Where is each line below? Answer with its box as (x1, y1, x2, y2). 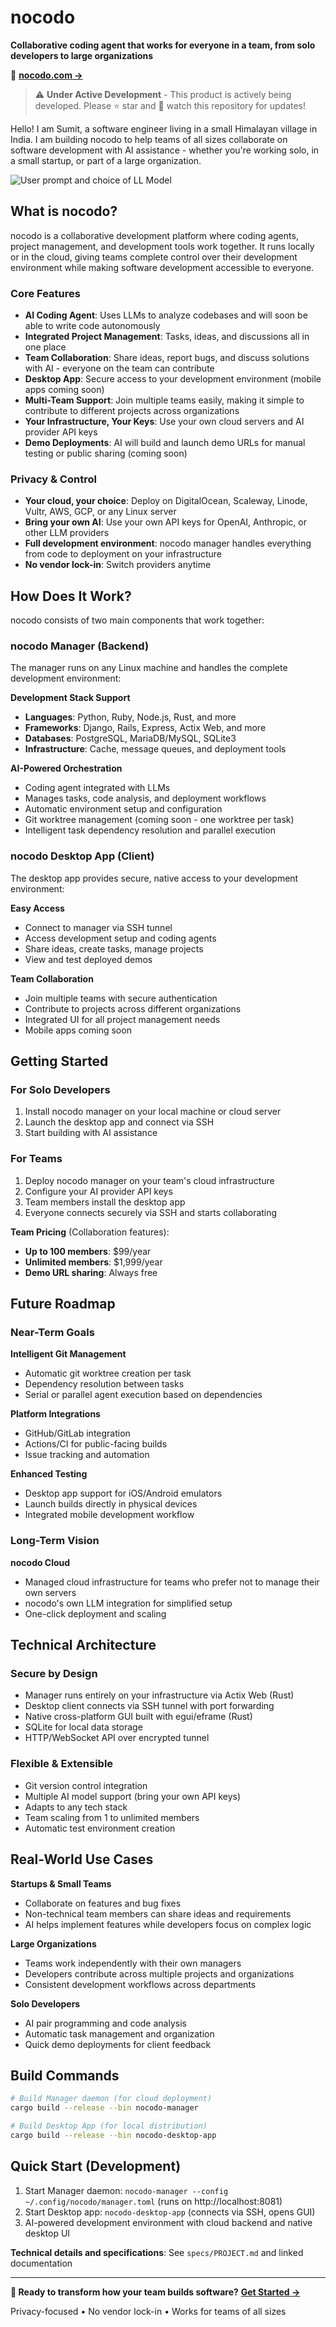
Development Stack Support (10, 692, 131, 704)
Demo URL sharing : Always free (24, 1266, 158, 1278)
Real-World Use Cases (10, 1851, 154, 1868)
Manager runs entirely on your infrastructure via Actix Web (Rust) (24, 1689, 295, 1701)
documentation (10, 2257, 73, 2269)
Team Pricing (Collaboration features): (10, 1226, 170, 1238)
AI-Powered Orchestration (10, 762, 123, 775)
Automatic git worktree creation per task (24, 1367, 192, 1380)
